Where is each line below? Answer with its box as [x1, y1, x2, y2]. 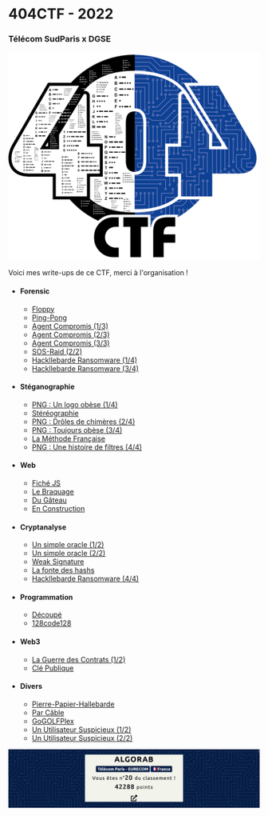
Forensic [19, 286, 50, 296]
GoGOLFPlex [31, 716, 74, 726]
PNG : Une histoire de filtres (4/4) [31, 442, 142, 452]
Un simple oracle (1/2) [31, 540, 104, 550]
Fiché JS [31, 478, 61, 488]
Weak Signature [31, 557, 85, 566]
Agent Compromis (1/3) [31, 321, 109, 330]
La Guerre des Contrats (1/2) [31, 654, 126, 664]
